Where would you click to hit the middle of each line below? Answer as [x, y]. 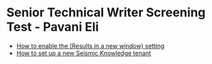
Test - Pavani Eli [53, 27]
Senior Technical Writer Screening [106, 13]
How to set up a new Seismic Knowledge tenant [83, 53]
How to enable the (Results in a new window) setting [90, 46]
